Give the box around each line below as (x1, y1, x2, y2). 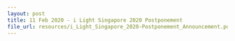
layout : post (7, 10, 45, 17)
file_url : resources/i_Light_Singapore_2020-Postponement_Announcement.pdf (7, 23, 233, 30)
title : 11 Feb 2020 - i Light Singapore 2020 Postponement (7, 17, 183, 24)
